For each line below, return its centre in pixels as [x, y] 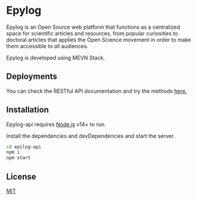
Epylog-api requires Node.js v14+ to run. [56, 124]
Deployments [32, 76]
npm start [19, 158]
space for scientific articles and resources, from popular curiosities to [92, 33]
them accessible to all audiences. [47, 46]
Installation [28, 110]
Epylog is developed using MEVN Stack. [56, 57]
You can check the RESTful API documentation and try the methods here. [97, 91]
